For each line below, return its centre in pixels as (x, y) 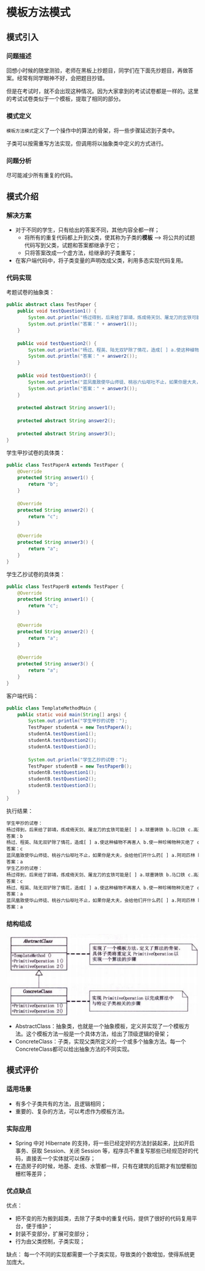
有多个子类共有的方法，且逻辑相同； (61, 1103)
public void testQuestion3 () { (57, 376)
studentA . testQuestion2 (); (63, 741)
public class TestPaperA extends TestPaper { (65, 465)
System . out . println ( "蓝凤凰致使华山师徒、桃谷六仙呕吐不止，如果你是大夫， (115, 382)
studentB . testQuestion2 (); (63, 779)
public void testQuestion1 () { (57, 311)
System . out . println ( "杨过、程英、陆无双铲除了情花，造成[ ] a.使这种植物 (114, 350)
